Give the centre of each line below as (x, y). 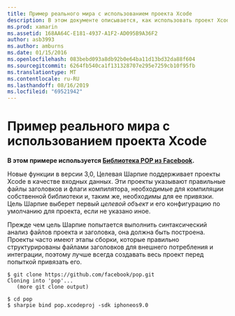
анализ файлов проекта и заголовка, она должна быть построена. (106, 232)
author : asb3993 (31, 40)
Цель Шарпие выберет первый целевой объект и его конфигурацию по (114, 204)
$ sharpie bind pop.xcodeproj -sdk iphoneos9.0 (78, 306)
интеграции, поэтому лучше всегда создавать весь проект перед (106, 254)
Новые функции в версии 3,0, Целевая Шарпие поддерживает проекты (114, 174)
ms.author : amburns (36, 46)
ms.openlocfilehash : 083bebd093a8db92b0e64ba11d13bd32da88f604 (101, 59)
